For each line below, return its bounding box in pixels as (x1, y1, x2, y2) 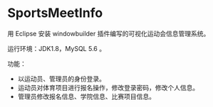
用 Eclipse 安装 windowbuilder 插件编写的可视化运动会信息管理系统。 (7, 29, 210, 38)
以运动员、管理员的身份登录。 (17, 74, 105, 83)
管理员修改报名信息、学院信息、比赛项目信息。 (17, 92, 155, 101)
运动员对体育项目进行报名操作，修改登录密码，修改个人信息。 (17, 83, 199, 91)
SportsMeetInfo (7, 5, 103, 21)
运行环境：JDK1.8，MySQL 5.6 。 (7, 44, 105, 52)
